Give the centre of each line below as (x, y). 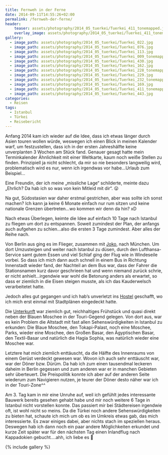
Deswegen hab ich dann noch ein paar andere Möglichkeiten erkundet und (82, 426)
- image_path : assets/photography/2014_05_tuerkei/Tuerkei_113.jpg (81, 52)
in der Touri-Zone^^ (25, 385)
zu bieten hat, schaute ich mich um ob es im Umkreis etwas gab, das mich (82, 416)
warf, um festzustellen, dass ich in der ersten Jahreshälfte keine (71, 146)
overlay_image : (30, 33)
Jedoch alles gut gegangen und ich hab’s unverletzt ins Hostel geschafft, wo (84, 296)
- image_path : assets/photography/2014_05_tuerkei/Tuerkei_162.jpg (81, 66)
